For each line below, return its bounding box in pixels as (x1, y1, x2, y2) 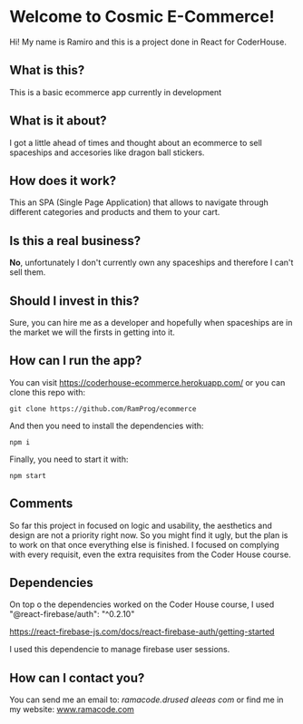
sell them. (9, 267, 46, 278)
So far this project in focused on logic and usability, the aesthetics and (9, 520, 272, 531)
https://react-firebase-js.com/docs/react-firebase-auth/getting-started (9, 626, 275, 637)
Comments (9, 496, 73, 512)
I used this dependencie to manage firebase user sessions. (9, 644, 230, 655)
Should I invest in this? (9, 293, 140, 308)
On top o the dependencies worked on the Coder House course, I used (9, 599, 275, 610)
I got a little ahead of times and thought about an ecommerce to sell (9, 137, 263, 148)
